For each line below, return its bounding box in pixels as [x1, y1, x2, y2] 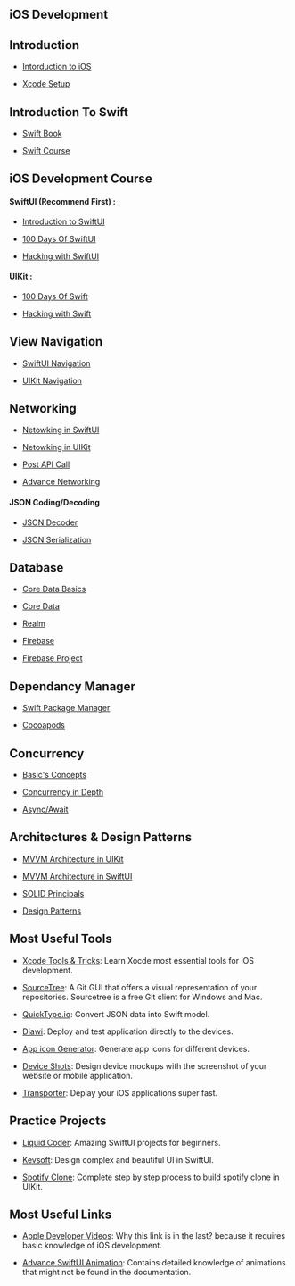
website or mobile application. [21, 1070, 134, 1081]
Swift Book [21, 129, 62, 139]
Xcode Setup [21, 79, 70, 89]
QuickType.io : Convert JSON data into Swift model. [21, 1008, 210, 1019]
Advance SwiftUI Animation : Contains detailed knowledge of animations [21, 1257, 287, 1268]
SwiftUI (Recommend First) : [9, 196, 116, 206]
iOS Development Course [9, 171, 153, 187]
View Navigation [9, 334, 103, 349]
